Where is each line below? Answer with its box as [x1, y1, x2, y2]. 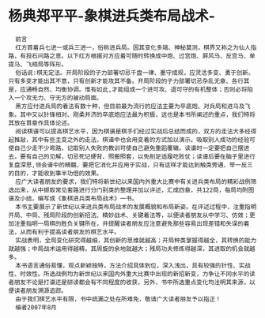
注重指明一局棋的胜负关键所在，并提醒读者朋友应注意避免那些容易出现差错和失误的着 [13, 219, 250, 227]
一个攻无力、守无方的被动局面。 [13, 94, 103, 102]
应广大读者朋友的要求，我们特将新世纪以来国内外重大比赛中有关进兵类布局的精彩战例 [15, 178, 251, 185]
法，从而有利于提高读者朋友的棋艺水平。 [8, 228, 120, 236]
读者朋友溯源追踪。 [13, 286, 67, 294]
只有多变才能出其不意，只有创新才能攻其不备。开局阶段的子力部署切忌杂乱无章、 [8, 77, 232, 85]
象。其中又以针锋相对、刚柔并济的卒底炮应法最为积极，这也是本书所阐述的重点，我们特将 [8, 110, 256, 118]
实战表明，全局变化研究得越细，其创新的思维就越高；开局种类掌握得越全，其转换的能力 [15, 236, 257, 245]
